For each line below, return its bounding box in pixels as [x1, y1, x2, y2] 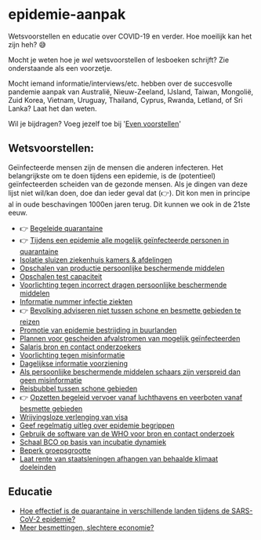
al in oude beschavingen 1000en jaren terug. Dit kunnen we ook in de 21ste [8, 199, 251, 209]
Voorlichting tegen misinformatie [19, 350, 125, 359]
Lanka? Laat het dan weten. [8, 104, 97, 113]
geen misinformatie [19, 375, 82, 384]
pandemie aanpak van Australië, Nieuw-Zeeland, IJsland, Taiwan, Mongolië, [8, 86, 254, 96]
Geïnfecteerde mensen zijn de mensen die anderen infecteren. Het [8, 163, 223, 172]
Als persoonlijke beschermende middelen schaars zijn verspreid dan [19, 367, 241, 377]
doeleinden [19, 462, 56, 472]
